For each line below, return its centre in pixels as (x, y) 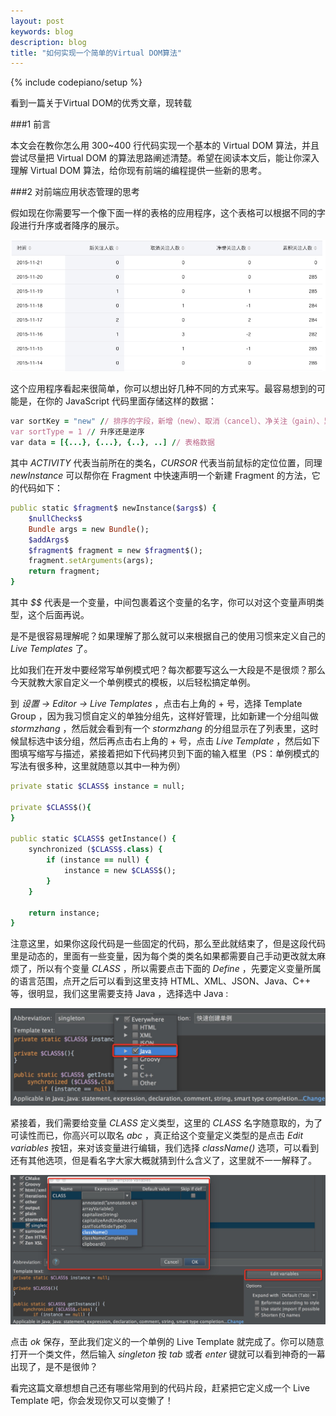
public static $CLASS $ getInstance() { (93, 839)
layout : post (37, 21)
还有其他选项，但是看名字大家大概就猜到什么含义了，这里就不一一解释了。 (163, 1160)
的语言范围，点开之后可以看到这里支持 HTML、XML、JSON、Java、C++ (161, 981)
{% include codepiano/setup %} (76, 82)
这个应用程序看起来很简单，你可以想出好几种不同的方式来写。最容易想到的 (163, 389)
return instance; (64, 913)
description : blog (48, 42)
